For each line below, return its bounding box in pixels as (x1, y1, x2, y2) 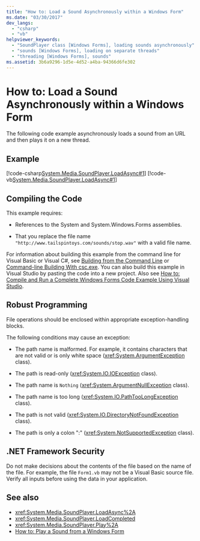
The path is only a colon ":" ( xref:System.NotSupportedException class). (14, 429, 194, 436)
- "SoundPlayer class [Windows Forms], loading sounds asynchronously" (11, 43, 195, 49)
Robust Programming (6, 300, 88, 310)
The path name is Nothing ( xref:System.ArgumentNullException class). (14, 381, 189, 389)
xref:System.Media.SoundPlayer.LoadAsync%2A (14, 508, 136, 516)
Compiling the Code (6, 193, 82, 204)
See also (6, 492, 39, 503)
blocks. (6, 322, 25, 329)
